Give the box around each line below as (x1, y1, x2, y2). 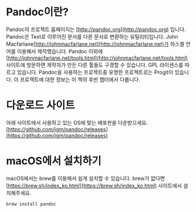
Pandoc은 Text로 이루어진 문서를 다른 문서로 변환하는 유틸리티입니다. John (6, 33, 178, 40)
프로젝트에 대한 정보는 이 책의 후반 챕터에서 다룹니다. (19, 76, 141, 83)
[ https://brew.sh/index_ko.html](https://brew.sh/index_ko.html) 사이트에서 (6, 182, 182, 189)
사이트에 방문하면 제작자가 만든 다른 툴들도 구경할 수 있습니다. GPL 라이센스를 (6, 61, 184, 68)
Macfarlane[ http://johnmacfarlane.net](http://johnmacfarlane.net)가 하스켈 (6, 40, 185, 47)
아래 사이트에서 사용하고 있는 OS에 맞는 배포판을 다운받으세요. (6, 119, 148, 126)
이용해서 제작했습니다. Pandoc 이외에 (16, 47, 103, 54)
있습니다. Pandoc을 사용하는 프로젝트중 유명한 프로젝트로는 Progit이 (16, 69, 174, 76)
